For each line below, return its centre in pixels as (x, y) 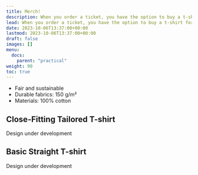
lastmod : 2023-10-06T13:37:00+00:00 (51, 33)
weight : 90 (19, 66)
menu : (13, 50)
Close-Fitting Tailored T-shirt (61, 119)
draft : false (22, 39)
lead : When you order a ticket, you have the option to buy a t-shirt (95, 22)
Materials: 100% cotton (43, 101)
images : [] (19, 45)
